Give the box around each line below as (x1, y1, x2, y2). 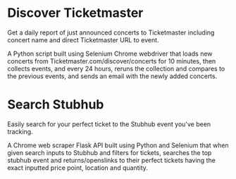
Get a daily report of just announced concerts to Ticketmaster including (7, 28, 215, 37)
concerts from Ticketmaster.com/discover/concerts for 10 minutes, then (7, 56, 216, 65)
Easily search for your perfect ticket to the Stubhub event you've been (7, 120, 211, 128)
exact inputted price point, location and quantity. (7, 163, 148, 172)
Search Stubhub (7, 97, 104, 113)
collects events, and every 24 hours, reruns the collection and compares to (7, 64, 225, 73)
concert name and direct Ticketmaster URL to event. (7, 35, 160, 44)
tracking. (7, 127, 33, 135)
